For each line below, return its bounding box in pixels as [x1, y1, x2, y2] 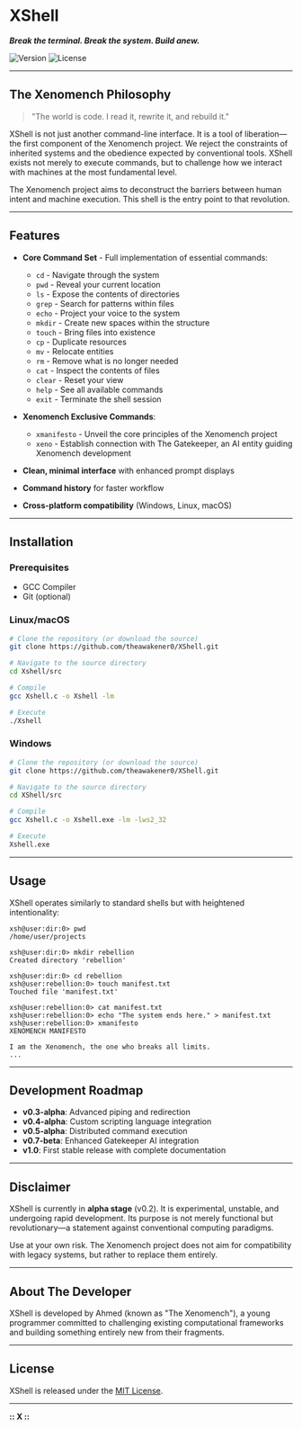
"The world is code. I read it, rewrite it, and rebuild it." [31, 111, 229, 121]
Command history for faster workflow [22, 482, 164, 493]
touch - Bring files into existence [35, 326, 155, 337]
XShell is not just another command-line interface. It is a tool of [9, 128, 243, 139]
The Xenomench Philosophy [9, 87, 172, 103]
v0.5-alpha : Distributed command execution [22, 1126, 188, 1137]
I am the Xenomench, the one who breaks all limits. [9, 1042, 211, 1051]
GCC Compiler [22, 582, 76, 593]
